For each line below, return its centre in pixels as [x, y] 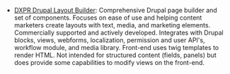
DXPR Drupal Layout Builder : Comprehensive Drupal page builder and [115, 10]
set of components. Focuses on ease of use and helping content [108, 18]
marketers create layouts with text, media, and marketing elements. [112, 25]
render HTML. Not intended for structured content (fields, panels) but [115, 55]
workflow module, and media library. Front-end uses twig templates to [116, 48]
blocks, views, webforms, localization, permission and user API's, [109, 40]
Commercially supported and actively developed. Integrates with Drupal [119, 32]
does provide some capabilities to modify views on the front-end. [109, 62]
